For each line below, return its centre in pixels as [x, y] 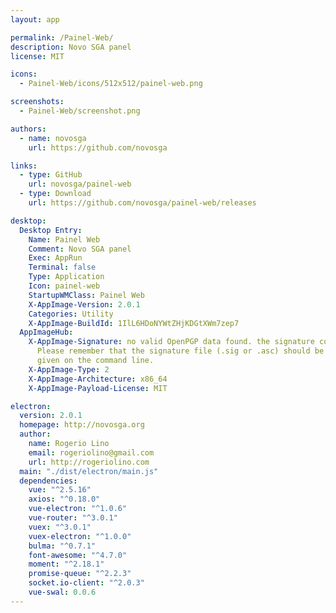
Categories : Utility [71, 314]
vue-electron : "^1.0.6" [78, 509]
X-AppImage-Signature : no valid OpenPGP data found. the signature [171, 342]
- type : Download [55, 194]
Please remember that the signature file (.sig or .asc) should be [180, 351]
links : [24, 166]
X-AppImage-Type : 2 [69, 369]
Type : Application [66, 277]
